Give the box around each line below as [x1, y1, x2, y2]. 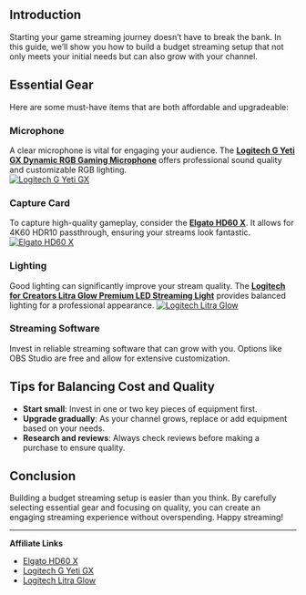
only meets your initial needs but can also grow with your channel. [9, 50, 258, 62]
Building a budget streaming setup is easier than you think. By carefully [9, 492, 277, 504]
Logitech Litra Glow [22, 575, 97, 586]
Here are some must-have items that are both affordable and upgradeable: [9, 101, 290, 112]
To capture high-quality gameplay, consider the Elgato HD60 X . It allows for [9, 218, 294, 229]
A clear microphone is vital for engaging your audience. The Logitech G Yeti [9, 145, 295, 156]
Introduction [9, 7, 82, 23]
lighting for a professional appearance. [9, 300, 155, 311]
